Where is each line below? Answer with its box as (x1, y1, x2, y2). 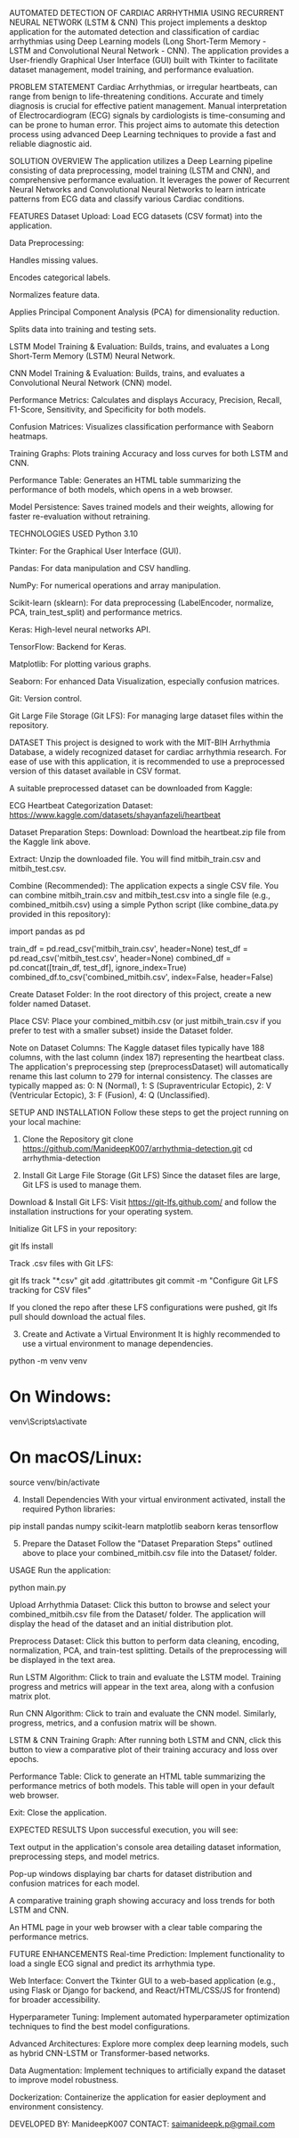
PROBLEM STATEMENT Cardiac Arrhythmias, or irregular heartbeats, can (9, 82, 278, 92)
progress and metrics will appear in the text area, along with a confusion (9, 1681, 274, 1692)
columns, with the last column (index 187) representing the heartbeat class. (9, 1052, 285, 1062)
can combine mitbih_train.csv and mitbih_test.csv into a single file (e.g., (9, 890, 271, 900)
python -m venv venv (9, 1356, 87, 1366)
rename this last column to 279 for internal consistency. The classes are (9, 1071, 273, 1081)
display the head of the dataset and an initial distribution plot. (9, 1618, 234, 1629)
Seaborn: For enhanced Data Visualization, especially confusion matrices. (9, 676, 280, 686)
